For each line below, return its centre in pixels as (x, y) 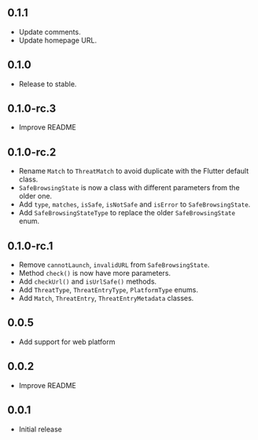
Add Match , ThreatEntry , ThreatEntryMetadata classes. (106, 299)
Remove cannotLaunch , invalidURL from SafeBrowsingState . (114, 265)
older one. (35, 196)
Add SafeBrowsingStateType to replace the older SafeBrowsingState (127, 213)
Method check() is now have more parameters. (94, 273)
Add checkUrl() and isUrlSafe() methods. (88, 281)
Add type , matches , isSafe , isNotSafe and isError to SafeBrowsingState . (135, 204)
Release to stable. (48, 84)
